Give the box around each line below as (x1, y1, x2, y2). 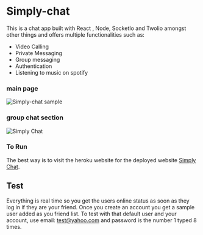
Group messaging (15, 56, 60, 63)
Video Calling (15, 43, 49, 50)
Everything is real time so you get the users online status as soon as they (6, 197, 190, 204)
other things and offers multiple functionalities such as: (6, 31, 145, 38)
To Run (6, 143, 27, 151)
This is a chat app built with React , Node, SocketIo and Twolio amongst (6, 24, 187, 32)
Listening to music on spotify (15, 69, 88, 76)
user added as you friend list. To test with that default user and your (6, 210, 177, 217)
